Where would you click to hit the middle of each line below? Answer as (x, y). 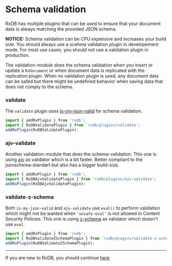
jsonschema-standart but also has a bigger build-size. (62, 165)
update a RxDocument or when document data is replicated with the (75, 70)
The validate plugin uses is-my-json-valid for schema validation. (74, 111)
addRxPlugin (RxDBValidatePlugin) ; (42, 130)
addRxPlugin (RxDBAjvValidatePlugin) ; (46, 184)
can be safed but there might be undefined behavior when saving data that (84, 81)
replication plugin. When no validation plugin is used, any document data (82, 76)
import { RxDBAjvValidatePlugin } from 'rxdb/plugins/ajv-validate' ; (81, 179)
